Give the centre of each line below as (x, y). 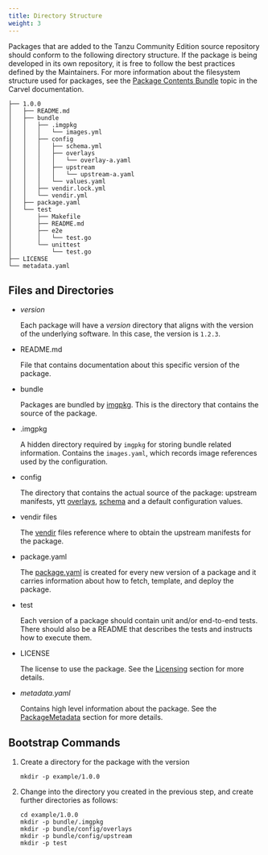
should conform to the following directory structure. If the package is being (133, 55)
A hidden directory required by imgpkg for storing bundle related (126, 444)
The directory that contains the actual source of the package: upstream (138, 493)
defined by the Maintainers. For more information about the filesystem (124, 72)
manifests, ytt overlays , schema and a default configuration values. (131, 502)
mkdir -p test (43, 843)
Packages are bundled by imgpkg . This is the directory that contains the (139, 405)
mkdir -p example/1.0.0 (60, 777)
